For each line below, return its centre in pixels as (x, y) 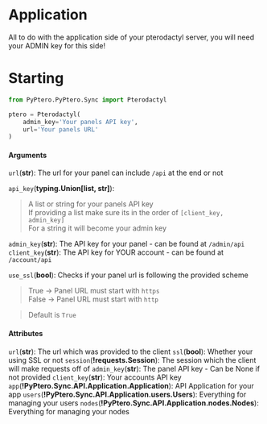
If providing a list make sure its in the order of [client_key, (125, 213)
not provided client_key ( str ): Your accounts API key (95, 377)
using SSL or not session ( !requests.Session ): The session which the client (132, 360)
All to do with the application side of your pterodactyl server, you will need (131, 37)
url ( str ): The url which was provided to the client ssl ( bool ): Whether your (131, 351)
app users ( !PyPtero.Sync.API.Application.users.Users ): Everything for (127, 394)
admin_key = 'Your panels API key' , (80, 122)
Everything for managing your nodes (69, 411)
